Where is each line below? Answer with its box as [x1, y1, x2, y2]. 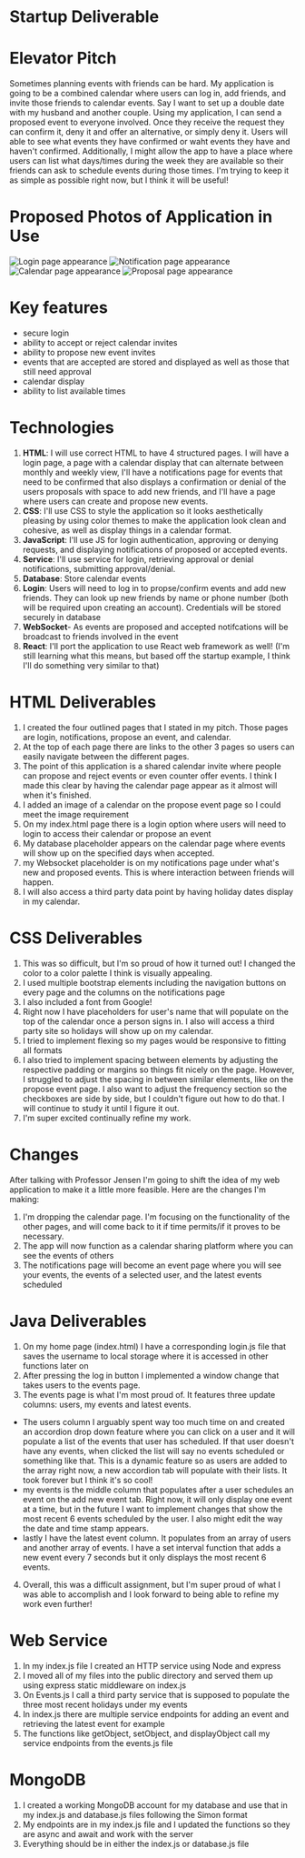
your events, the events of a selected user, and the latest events [22, 1269, 262, 1280]
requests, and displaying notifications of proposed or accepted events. [22, 544, 288, 555]
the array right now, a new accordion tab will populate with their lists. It [22, 1464, 288, 1475]
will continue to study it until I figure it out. [22, 1102, 180, 1113]
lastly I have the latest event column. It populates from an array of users [22, 1532, 291, 1543]
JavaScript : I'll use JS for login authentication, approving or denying [22, 534, 279, 545]
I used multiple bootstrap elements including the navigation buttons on [22, 977, 287, 988]
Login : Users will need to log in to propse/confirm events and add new [22, 582, 287, 593]
